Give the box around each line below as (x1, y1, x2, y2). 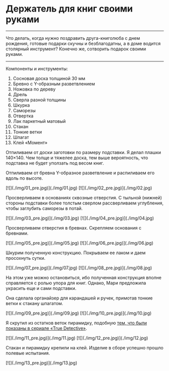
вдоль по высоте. (6, 175, 43, 181)
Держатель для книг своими (6, 3, 133, 15)
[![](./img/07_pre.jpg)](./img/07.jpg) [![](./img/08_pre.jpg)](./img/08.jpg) (6, 265, 152, 271)
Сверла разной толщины (13, 97, 67, 103)
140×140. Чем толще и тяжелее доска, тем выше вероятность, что (6, 155, 148, 161)
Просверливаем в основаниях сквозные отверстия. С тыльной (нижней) (6, 194, 162, 200)
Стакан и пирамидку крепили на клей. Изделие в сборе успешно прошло (6, 344, 163, 350)
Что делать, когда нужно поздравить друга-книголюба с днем (6, 35, 140, 41)
